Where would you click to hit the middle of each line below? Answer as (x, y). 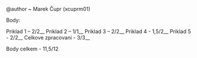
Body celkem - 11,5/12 (32, 49)
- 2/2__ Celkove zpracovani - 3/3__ (48, 37)
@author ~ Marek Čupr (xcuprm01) (48, 9)
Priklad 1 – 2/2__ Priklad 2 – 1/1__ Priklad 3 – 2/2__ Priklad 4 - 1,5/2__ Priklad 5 (99, 31)
